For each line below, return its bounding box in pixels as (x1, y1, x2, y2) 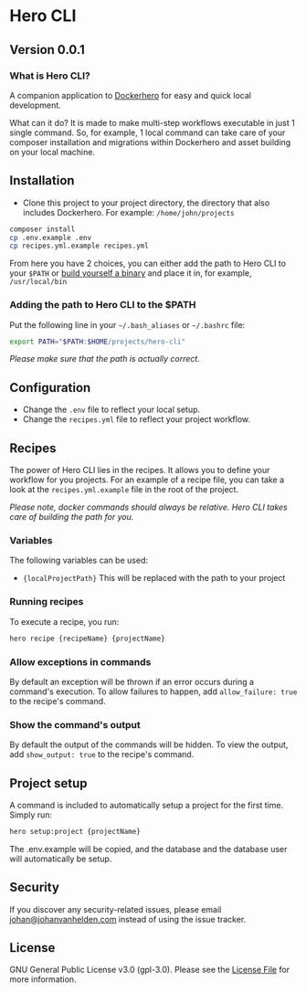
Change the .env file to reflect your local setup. (22, 404, 201, 416)
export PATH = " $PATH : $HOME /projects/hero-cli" (9, 337, 185, 346)
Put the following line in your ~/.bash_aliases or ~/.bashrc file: (9, 319, 246, 330)
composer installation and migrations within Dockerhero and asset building (9, 136, 291, 147)
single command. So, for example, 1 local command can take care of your (9, 127, 286, 138)
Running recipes (9, 596, 84, 608)
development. (9, 100, 61, 111)
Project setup (9, 776, 89, 791)
